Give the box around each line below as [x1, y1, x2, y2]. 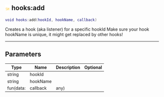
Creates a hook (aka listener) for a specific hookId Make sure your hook [5, 26, 150, 32]
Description [56, 64, 81, 70]
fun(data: [7, 85, 26, 91]
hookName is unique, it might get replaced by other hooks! [5, 31, 123, 37]
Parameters [5, 50, 41, 58]
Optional [84, 64, 102, 70]
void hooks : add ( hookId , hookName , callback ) [5, 17, 97, 22]
